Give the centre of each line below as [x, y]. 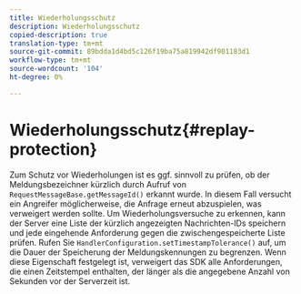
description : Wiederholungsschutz [75, 26]
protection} [54, 149]
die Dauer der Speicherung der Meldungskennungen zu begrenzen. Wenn [148, 252]
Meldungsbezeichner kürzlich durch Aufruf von [98, 184]
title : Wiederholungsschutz [63, 18]
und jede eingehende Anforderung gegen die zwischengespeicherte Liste [147, 232]
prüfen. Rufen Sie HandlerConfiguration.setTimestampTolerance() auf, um [148, 242]
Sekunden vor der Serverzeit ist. [70, 281]
